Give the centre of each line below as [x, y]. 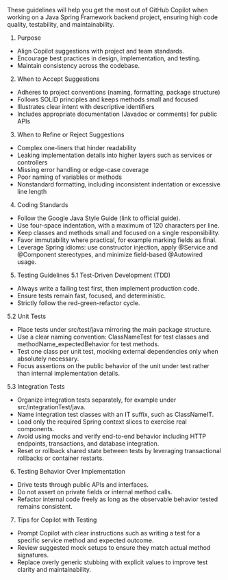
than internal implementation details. [68, 373]
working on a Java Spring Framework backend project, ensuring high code [112, 17]
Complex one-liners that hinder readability [77, 148]
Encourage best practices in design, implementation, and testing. [109, 58]
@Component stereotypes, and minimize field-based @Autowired [110, 254]
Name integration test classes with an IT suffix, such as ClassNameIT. [115, 414]
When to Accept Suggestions [58, 79]
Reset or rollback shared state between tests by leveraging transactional [119, 451]
